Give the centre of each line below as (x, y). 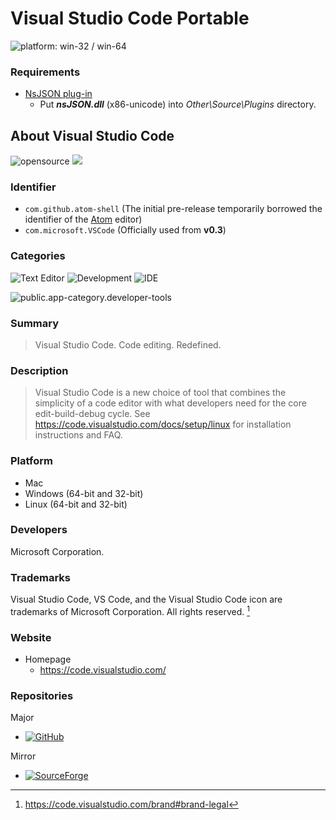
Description (39, 370)
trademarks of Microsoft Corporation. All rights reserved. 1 (130, 610)
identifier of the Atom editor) (83, 219)
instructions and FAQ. (78, 435)
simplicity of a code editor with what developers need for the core (170, 403)
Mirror (23, 756)
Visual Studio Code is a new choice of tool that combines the (160, 393)
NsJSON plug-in (58, 94)
